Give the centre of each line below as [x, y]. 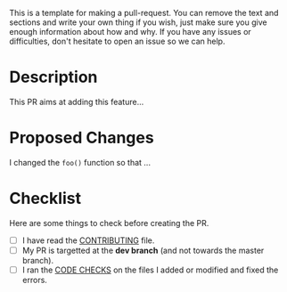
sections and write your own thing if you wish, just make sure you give [138, 22]
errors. [34, 280]
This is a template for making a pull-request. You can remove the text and [144, 13]
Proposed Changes [82, 138]
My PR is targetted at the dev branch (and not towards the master [143, 250]
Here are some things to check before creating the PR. [109, 223]
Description [53, 77]
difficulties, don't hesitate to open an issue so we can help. [117, 41]
